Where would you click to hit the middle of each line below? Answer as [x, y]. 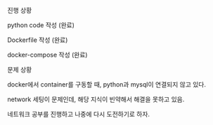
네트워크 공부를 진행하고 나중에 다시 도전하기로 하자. [78, 114]
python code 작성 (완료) [41, 25]
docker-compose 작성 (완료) [47, 55]
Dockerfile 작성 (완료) [38, 40]
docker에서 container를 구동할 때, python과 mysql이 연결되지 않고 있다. [106, 84]
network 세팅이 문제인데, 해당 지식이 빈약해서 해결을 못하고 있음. [96, 99]
